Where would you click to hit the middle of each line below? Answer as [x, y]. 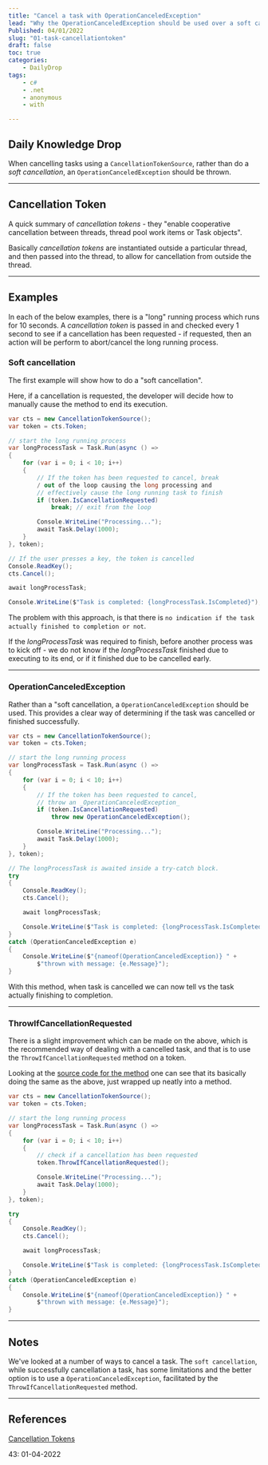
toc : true [25, 53]
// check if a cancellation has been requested [117, 1156]
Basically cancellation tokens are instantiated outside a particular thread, [128, 248]
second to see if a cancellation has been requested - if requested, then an [130, 333]
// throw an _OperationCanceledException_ [108, 802]
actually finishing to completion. [61, 995]
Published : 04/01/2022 [46, 30]
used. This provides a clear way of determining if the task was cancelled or [132, 713]
